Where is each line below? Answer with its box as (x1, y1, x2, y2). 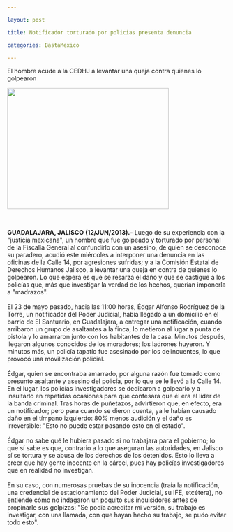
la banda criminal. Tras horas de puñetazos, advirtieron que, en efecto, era (7, 399, 222, 408)
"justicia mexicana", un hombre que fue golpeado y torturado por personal (7, 236, 221, 245)
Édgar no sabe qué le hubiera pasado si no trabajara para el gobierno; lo (7, 436, 216, 445)
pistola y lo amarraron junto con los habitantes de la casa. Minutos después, (7, 333, 226, 341)
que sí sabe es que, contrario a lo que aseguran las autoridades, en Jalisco (7, 444, 223, 452)
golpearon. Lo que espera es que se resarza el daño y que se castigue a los (7, 273, 225, 282)
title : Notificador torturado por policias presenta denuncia (7, 29, 192, 36)
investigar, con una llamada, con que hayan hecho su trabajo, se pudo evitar (7, 511, 227, 519)
